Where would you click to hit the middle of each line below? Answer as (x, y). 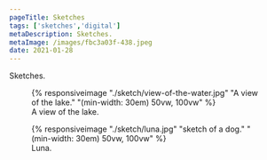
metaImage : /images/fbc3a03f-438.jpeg (81, 42)
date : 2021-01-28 (41, 51)
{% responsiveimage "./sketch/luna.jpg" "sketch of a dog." (138, 129)
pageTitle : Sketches (47, 17)
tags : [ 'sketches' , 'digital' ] (65, 26)
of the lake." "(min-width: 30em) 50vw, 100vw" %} (124, 102)
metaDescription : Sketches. (61, 34)
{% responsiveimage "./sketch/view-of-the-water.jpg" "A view (145, 93)
